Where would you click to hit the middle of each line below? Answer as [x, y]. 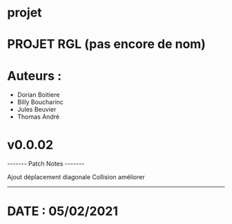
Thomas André [38, 117]
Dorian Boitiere [38, 95]
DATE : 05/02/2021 [63, 211]
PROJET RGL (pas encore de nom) [106, 44]
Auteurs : [35, 75]
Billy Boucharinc [40, 102]
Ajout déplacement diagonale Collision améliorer [76, 177]
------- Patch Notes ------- [46, 164]
